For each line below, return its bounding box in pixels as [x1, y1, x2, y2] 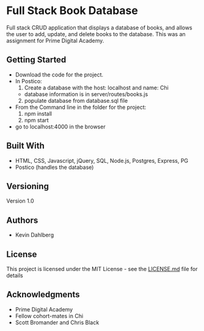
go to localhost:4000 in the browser [15, 123, 106, 130]
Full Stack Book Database [6, 4, 139, 18]
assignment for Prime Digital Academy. [6, 37, 104, 44]
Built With [6, 141, 45, 151]
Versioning [6, 181, 49, 192]
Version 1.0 [6, 197, 34, 205]
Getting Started [6, 54, 67, 65]
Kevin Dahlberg [15, 231, 54, 239]
